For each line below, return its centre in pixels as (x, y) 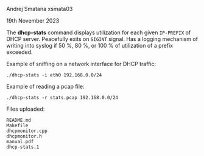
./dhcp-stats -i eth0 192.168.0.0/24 (54, 75)
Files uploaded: (26, 109)
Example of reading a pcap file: (45, 86)
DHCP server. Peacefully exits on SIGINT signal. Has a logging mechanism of (102, 39)
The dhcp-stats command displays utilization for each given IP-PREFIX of (99, 32)
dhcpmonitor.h (24, 136)
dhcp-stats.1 (23, 147)
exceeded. (19, 52)
